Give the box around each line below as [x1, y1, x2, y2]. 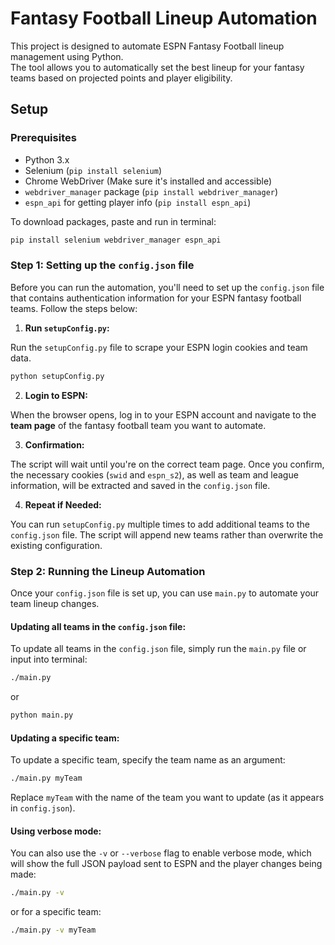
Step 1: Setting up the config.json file [10, 258, 195, 272]
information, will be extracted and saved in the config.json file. [10, 479, 271, 491]
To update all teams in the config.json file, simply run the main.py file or [10, 643, 307, 655]
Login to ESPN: [24, 389, 88, 401]
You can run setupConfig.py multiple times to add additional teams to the [10, 518, 311, 530]
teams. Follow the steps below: [10, 302, 138, 314]
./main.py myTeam [10, 773, 83, 784]
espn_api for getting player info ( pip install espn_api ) [24, 196, 252, 208]
